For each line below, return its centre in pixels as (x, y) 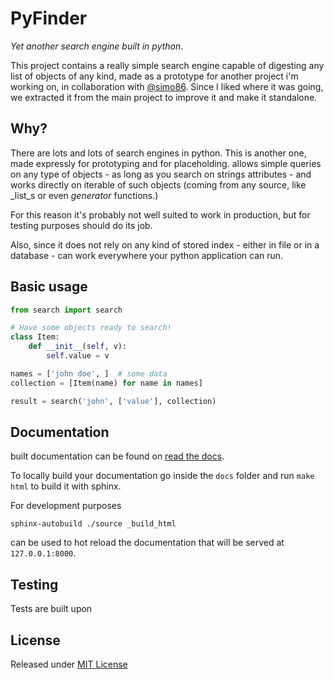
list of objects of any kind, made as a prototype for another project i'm (154, 76)
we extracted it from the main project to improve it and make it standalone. (164, 97)
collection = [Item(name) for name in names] (106, 383)
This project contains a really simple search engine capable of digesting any (167, 65)
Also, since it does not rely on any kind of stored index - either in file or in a (165, 244)
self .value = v (78, 356)
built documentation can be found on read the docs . (117, 456)
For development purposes (66, 506)
